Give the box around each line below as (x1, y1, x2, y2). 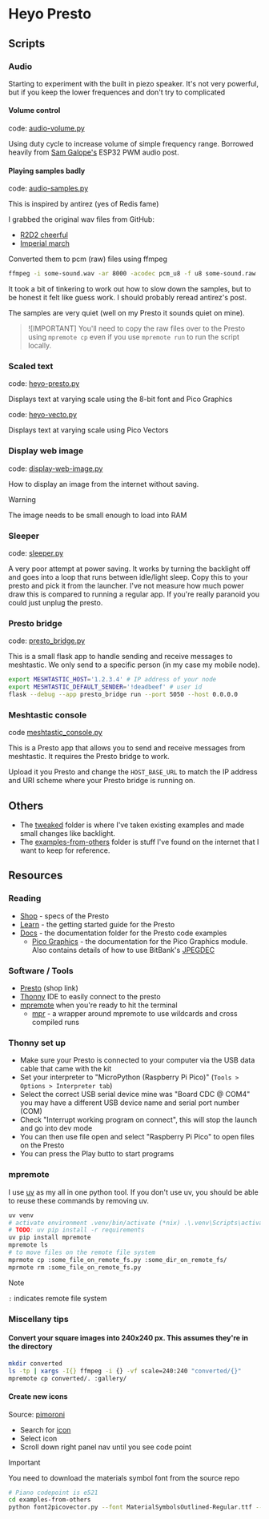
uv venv (8, 1211, 34, 1220)
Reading (8, 893, 42, 904)
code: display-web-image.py (8, 464, 103, 473)
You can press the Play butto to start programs (19, 1149, 175, 1159)
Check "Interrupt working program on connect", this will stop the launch (19, 1115, 258, 1125)
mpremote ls (8, 1241, 48, 1249)
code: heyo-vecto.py (8, 410, 78, 420)
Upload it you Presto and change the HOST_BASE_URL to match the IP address (8, 767, 258, 777)
